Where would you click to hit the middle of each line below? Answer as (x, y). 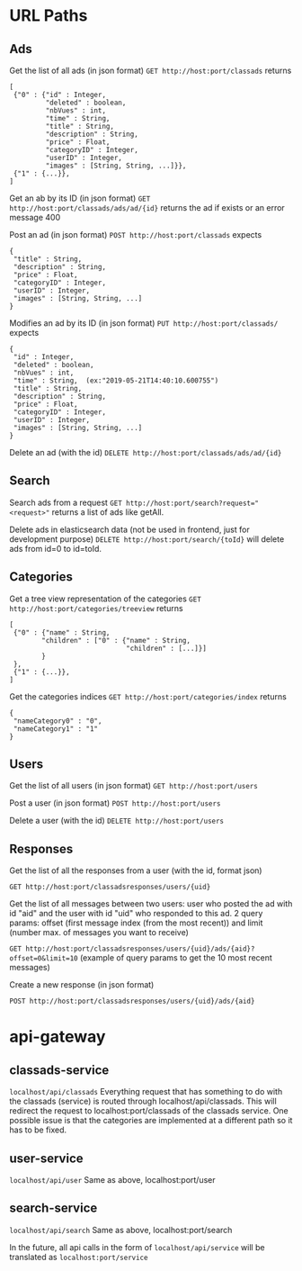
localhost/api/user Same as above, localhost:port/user (112, 1180)
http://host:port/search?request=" (192, 503)
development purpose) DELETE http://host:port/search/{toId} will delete (147, 539)
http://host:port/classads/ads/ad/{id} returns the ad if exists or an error (147, 207)
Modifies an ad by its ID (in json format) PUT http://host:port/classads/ (144, 323)
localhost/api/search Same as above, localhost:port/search (121, 1230)
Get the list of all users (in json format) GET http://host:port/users (133, 786)
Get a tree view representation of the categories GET (106, 599)
